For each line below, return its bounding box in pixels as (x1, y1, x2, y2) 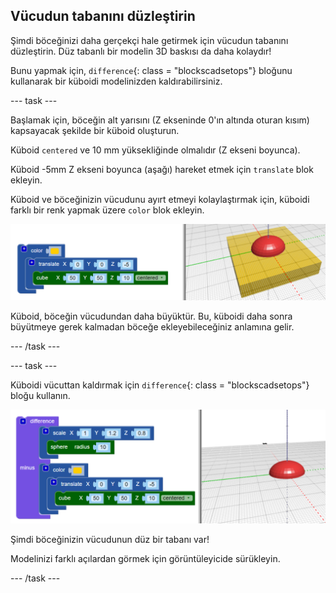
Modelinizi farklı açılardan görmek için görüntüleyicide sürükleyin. (10, 552, 281, 564)
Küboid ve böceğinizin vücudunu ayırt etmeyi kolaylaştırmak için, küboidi (10, 193, 310, 205)
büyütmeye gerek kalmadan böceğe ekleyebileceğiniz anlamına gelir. (10, 320, 295, 333)
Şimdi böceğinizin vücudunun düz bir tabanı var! (10, 533, 210, 545)
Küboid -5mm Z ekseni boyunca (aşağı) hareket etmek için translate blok (10, 163, 314, 175)
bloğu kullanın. (10, 389, 71, 401)
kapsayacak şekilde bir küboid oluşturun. (10, 124, 180, 136)
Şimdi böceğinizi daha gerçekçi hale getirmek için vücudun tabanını (10, 34, 289, 46)
